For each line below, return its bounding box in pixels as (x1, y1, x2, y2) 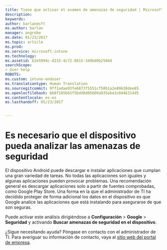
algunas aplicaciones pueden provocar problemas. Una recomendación (5, 178, 152, 184)
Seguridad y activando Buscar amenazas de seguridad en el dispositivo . (5, 219, 157, 225)
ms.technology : (5, 53, 37, 59)
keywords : (5, 16, 26, 21)
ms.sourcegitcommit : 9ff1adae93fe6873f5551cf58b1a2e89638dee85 (5, 85, 139, 91)
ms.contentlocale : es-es (5, 95, 57, 100)
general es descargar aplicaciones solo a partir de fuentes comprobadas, (5, 183, 156, 189)
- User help (5, 68, 30, 73)
